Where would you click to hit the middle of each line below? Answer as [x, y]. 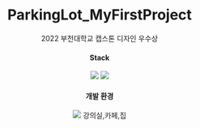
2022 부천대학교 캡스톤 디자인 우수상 [100, 38]
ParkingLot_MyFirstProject [100, 15]
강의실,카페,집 [105, 116]
